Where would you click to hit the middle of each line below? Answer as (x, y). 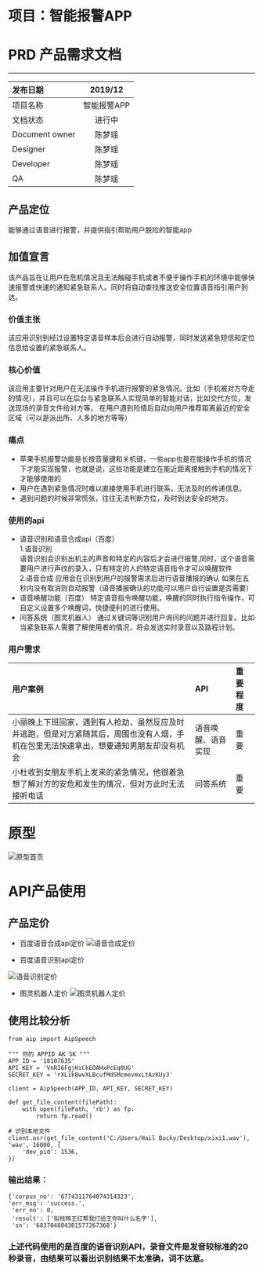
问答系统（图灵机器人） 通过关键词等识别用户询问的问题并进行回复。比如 (137, 617)
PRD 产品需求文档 (65, 55)
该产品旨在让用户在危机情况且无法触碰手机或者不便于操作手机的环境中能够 (128, 277)
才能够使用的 (40, 478)
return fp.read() (64, 1116)
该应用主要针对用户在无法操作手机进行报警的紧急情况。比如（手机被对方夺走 (131, 389)
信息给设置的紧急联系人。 (49, 348)
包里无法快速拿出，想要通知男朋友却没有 (103, 746)
